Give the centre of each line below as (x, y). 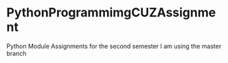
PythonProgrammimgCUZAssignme (111, 13)
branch (16, 53)
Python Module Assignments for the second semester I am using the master (114, 46)
